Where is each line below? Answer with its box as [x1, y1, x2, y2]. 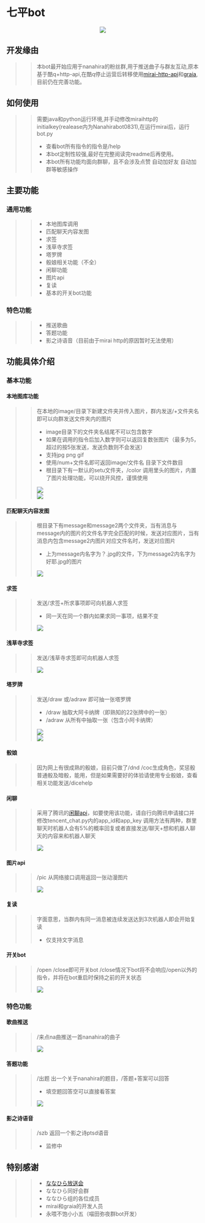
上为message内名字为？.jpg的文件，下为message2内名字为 [45, 550, 196, 557]
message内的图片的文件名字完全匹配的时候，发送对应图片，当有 [36, 529, 199, 537]
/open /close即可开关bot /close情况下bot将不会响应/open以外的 [36, 966, 198, 973]
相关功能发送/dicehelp [36, 779, 93, 786]
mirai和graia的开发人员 [45, 1203, 103, 1210]
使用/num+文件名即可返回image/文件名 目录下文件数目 [45, 459, 184, 467]
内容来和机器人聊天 [47, 833, 96, 840]
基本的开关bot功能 [45, 289, 92, 297]
